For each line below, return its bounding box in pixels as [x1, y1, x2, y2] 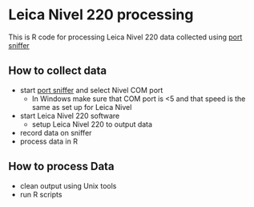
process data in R [19, 136, 79, 146]
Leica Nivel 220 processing [8, 6, 194, 24]
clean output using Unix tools [19, 181, 117, 190]
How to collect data [8, 64, 107, 78]
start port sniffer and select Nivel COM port [19, 85, 163, 95]
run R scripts [19, 189, 62, 199]
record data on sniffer [19, 128, 92, 137]
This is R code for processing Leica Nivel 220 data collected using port [8, 32, 243, 42]
